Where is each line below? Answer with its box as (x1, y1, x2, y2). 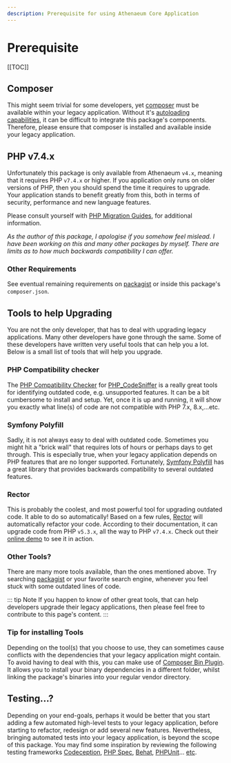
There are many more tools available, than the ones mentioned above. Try (7, 567, 217, 576)
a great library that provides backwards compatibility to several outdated (7, 464, 214, 473)
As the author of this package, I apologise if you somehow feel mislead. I (7, 232, 215, 241)
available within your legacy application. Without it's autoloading (7, 109, 190, 117)
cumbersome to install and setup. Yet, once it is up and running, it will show (7, 395, 222, 404)
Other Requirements (7, 264, 77, 274)
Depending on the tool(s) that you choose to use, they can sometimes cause (7, 643, 224, 652)
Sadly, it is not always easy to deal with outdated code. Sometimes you (7, 435, 209, 444)
